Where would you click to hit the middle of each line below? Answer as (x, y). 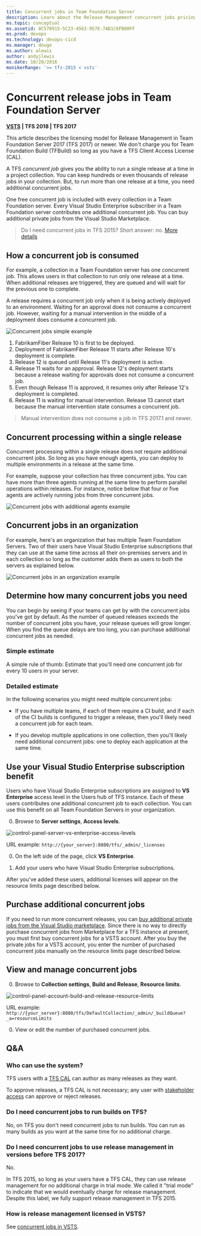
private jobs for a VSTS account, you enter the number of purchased (91, 944)
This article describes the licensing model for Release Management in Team (100, 138)
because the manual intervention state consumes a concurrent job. (98, 407)
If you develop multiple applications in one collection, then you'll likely (101, 735)
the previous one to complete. (43, 289)
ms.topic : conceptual (33, 23)
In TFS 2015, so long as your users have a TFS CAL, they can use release (96, 1179)
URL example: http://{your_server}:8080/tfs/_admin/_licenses (86, 844)
